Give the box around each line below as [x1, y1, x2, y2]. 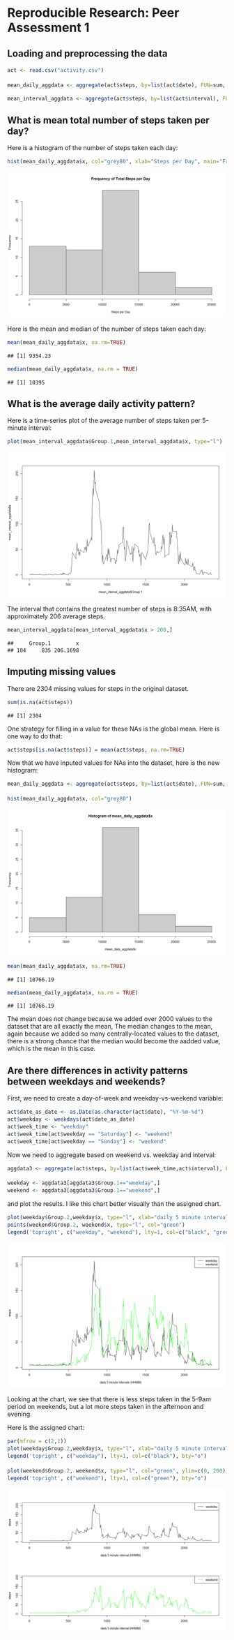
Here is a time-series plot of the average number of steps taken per [7, 417, 201, 425]
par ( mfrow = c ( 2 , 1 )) [7, 1438, 68, 1445]
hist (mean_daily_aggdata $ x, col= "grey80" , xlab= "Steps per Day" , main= [7, 158, 219, 165]
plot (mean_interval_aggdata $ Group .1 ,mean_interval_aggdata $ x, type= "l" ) [7, 438, 223, 445]
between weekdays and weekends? [7, 1075, 166, 1087]
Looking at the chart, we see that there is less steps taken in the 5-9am [7, 1395, 211, 1403]
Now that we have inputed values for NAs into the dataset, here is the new [7, 759, 220, 767]
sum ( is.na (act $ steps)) [7, 699, 73, 706]
